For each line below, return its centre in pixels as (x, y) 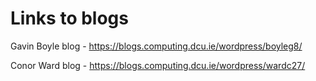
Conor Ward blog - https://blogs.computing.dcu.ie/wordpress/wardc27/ (158, 65)
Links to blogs (69, 18)
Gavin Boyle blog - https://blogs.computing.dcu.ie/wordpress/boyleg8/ (156, 46)
